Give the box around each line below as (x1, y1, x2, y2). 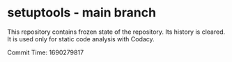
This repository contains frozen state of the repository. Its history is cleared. (7, 28, 225, 36)
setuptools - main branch (7, 5, 157, 21)
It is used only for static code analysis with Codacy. (7, 34, 155, 43)
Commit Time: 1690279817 (7, 48, 84, 56)
